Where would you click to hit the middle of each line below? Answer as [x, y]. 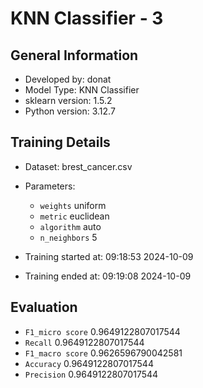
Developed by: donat [68, 79]
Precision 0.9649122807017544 [91, 374]
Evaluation [44, 307]
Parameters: [50, 186]
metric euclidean [74, 216]
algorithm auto [70, 226]
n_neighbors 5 [68, 237]
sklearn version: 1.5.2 [68, 100]
